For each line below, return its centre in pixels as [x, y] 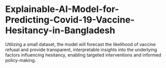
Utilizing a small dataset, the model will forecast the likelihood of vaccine [80, 44]
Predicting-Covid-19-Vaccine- [70, 20]
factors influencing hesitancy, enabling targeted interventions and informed [83, 55]
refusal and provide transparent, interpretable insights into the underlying [81, 49]
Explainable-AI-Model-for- [62, 9]
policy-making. [21, 60]
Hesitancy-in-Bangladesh [60, 30]
